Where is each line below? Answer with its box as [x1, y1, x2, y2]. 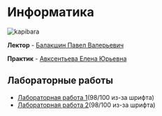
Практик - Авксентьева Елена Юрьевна [7, 54, 127, 63]
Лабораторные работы [7, 75, 114, 87]
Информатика [7, 4, 94, 20]
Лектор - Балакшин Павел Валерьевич [7, 41, 124, 49]
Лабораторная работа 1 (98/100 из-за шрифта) [17, 93, 155, 101]
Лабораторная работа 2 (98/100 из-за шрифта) [17, 101, 156, 109]
